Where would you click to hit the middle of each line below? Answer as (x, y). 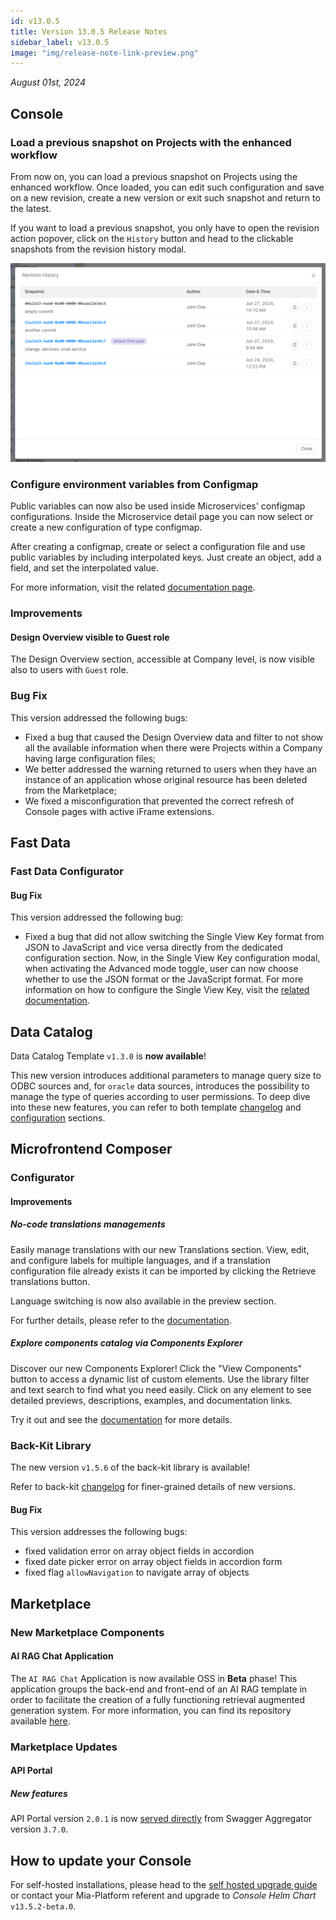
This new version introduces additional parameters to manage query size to (166, 1075)
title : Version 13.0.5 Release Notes (89, 31)
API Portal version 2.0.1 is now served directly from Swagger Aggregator (161, 1819)
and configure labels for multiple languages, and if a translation (140, 1260)
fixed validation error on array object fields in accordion (139, 1551)
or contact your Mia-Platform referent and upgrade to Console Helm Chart (163, 1896)
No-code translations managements (88, 1224)
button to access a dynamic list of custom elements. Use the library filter (160, 1379)
